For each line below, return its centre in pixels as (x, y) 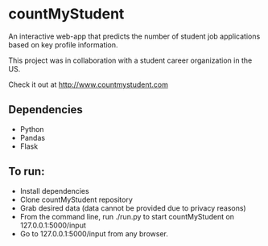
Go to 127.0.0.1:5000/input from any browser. (94, 233)
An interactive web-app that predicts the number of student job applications (134, 36)
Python (32, 129)
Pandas (33, 137)
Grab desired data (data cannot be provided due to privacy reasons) (133, 208)
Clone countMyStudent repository (76, 199)
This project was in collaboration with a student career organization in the (130, 60)
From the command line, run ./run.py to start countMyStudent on (127, 216)
